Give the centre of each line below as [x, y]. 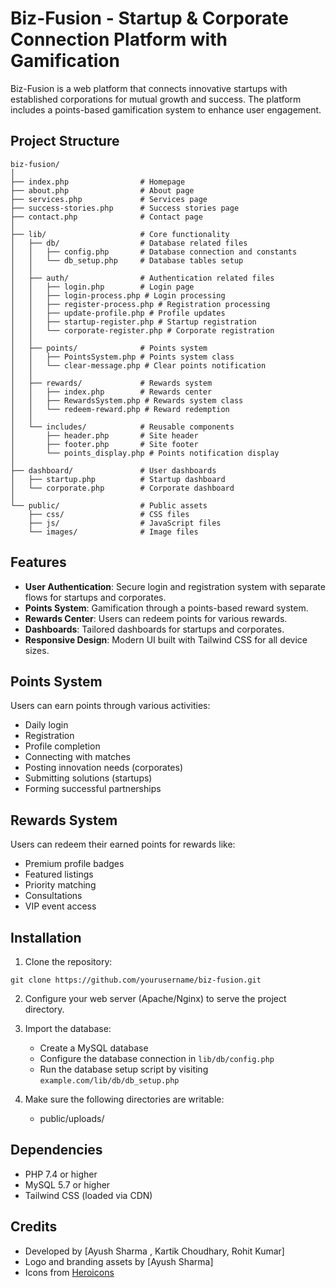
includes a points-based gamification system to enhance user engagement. [166, 109]
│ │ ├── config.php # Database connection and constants [154, 252]
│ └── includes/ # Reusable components [122, 427]
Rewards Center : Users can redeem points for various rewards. [156, 618]
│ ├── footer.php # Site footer [104, 444]
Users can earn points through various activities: [110, 706]
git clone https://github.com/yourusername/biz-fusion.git [136, 980]
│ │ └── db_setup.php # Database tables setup [127, 260]
